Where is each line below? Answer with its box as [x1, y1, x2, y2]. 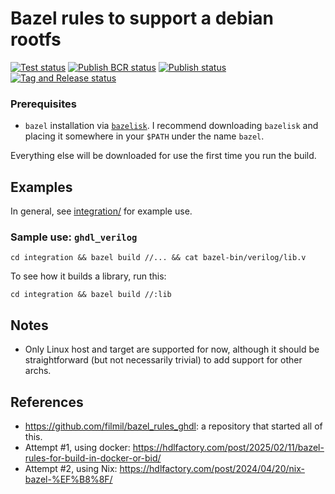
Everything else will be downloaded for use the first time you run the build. [10, 150, 317, 162]
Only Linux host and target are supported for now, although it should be [24, 343, 320, 356]
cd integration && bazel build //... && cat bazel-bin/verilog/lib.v [10, 253, 307, 263]
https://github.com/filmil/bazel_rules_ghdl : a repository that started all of [24, 420, 323, 432]
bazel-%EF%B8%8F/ [24, 473, 113, 485]
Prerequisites [10, 97, 77, 111]
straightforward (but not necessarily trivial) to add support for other [24, 354, 303, 366]
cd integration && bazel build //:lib [10, 290, 172, 300]
